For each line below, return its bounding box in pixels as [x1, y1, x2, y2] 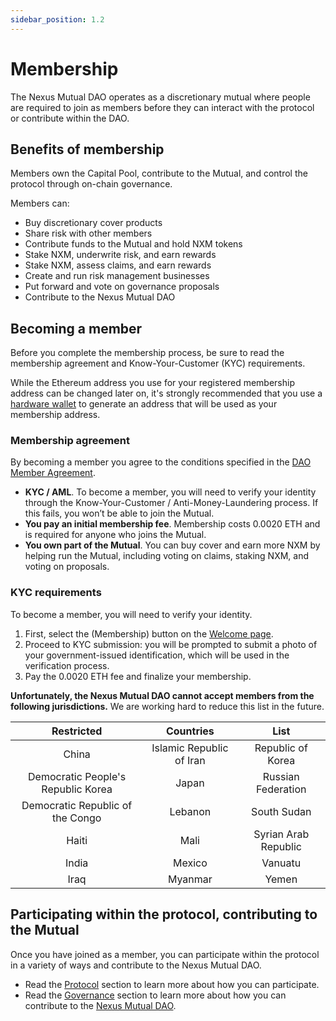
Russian [262, 769, 300, 783]
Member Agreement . [10, 467, 96, 479]
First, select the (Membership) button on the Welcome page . [24, 627, 274, 640]
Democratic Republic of [21, 798, 133, 812]
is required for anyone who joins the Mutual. [24, 529, 207, 541]
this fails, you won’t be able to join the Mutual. [24, 507, 215, 520]
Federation [256, 782, 307, 796]
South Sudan [251, 804, 312, 818]
